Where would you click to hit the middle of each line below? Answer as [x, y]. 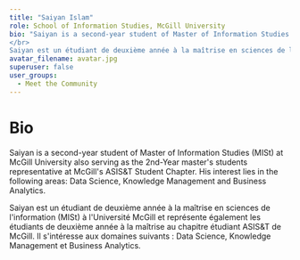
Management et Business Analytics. [75, 245]
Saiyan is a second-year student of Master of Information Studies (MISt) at [146, 152]
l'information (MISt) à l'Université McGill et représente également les [135, 217]
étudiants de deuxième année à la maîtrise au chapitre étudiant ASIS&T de [146, 226]
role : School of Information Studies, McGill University [117, 26]
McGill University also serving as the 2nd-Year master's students [129, 162]
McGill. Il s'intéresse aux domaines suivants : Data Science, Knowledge [140, 236]
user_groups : [33, 76]
